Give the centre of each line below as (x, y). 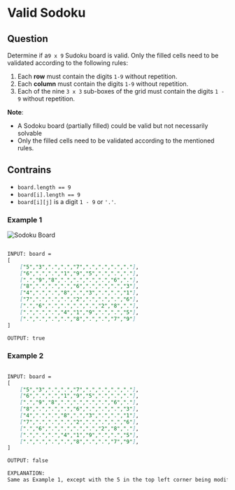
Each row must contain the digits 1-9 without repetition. (97, 76)
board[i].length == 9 (49, 195)
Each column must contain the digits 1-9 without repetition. (103, 84)
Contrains (29, 170)
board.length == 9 (44, 187)
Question (28, 39)
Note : (15, 112)
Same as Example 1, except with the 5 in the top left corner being (109, 480)
